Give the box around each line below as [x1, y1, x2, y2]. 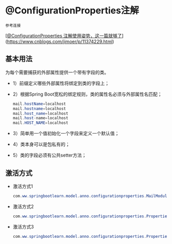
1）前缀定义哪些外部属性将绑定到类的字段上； [12, 80, 109, 86]
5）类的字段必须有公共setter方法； [12, 152, 87, 158]
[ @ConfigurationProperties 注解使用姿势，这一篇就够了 [5, 32, 122, 39]
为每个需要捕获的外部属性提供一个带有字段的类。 [5, 69, 109, 75]
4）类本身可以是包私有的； [12, 141, 70, 147]
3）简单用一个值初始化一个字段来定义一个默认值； [12, 130, 120, 137]
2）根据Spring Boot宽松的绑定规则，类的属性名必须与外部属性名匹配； [12, 91, 163, 97]
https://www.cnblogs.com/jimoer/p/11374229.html [7, 38, 113, 44]
